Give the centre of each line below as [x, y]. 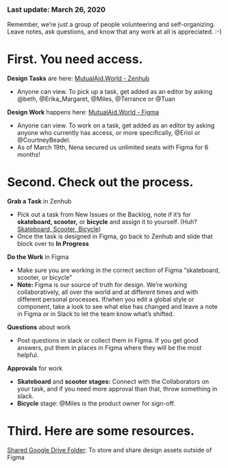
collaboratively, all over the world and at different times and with [107, 292]
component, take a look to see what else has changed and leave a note [117, 307]
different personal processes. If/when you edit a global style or [105, 299]
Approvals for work [35, 369]
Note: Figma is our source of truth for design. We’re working [102, 285]
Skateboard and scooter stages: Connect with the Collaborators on [113, 382]
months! [29, 155]
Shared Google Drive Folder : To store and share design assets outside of [110, 450]
